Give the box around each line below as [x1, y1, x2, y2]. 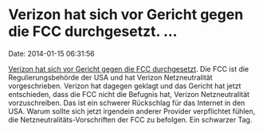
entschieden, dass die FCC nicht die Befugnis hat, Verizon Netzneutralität [8, 89, 249, 99]
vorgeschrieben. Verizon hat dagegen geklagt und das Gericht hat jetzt [8, 81, 241, 91]
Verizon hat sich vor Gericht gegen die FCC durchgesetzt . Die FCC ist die [8, 64, 249, 73]
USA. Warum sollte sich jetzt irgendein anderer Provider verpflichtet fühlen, [8, 106, 256, 116]
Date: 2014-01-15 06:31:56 [8, 49, 95, 58]
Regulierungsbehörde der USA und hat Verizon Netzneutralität [8, 72, 213, 82]
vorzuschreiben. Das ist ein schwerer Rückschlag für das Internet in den [8, 98, 245, 107]
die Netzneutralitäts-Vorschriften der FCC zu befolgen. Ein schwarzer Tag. [8, 115, 253, 124]
